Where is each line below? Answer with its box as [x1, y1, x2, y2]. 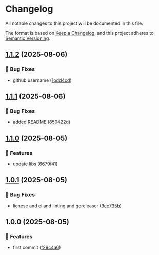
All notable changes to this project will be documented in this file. [5, 20, 144, 26]
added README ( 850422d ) [12, 119, 71, 125]
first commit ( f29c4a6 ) [12, 244, 61, 251]
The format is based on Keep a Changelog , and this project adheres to [5, 30, 154, 36]
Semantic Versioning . [5, 35, 50, 41]
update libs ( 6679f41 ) [12, 161, 58, 167]
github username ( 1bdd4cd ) [12, 77, 72, 83]
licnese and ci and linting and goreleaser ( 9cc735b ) [12, 203, 122, 209]
